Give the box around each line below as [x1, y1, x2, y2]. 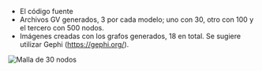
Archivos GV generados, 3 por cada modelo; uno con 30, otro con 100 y [19, 15, 254, 24]
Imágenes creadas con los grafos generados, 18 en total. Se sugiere [19, 31, 241, 41]
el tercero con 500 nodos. [19, 23, 105, 32]
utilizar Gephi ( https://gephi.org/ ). [19, 40, 129, 49]
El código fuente [19, 7, 73, 16]
